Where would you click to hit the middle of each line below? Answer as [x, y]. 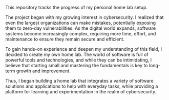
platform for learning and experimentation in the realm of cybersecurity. [81, 92]
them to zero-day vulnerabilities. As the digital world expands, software [81, 28]
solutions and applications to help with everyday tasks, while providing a [82, 86]
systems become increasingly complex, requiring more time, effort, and [81, 34]
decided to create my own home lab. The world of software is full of [77, 54]
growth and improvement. [43, 71]
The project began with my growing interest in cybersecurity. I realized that [84, 17]
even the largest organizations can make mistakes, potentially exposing [81, 23]
